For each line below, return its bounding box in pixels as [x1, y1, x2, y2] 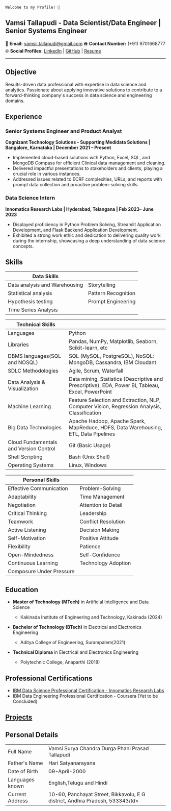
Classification [68, 409, 102, 416]
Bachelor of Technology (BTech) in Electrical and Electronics [12, 624, 141, 630]
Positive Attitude [79, 535, 119, 542]
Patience [79, 543, 101, 550]
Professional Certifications [5, 674, 93, 682]
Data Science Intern [5, 194, 55, 202]
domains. [5, 97, 25, 104]
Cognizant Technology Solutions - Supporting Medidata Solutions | [5, 139, 151, 145]
